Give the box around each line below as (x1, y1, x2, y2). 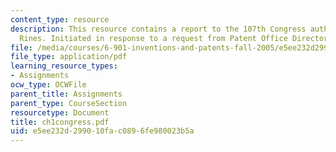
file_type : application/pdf (10, 52, 128, 62)
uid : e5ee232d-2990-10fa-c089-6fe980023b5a (10, 126, 195, 136)
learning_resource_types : (10, 61, 118, 71)
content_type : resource (10, 14, 110, 25)
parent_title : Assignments (10, 89, 123, 99)
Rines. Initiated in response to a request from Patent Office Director (19, 33, 329, 43)
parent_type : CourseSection (10, 98, 128, 108)
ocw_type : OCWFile (10, 80, 87, 90)
